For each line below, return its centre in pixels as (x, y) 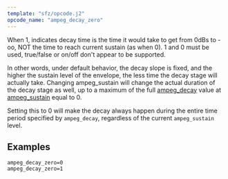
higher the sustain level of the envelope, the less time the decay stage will (112, 75)
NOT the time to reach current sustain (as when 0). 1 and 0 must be (113, 47)
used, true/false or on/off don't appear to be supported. (86, 54)
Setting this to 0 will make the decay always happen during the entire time (112, 111)
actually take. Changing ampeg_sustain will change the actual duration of (111, 82)
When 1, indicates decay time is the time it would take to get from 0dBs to (112, 39)
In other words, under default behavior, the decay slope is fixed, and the (110, 68)
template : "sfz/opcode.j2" (46, 13)
